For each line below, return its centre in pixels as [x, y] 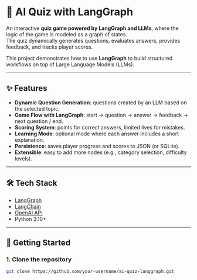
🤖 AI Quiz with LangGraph [70, 12]
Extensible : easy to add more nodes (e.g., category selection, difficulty [101, 152]
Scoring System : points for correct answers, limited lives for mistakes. [100, 127]
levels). [23, 158]
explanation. [29, 139]
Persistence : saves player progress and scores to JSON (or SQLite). [97, 146]
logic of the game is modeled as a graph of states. [67, 34]
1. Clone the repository [39, 259]
